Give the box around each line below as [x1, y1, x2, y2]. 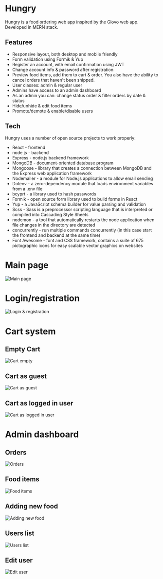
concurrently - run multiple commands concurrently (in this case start [12, 227, 152, 233]
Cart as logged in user [5, 399, 73, 407]
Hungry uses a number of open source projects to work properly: [5, 135, 136, 141]
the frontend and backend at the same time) [12, 232, 101, 238]
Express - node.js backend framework [12, 155, 89, 160]
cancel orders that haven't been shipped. [12, 77, 95, 83]
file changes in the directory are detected [12, 222, 95, 228]
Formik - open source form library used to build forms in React [12, 196, 138, 202]
